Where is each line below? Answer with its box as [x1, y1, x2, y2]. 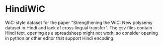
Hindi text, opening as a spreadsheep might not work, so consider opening [5, 30, 158, 36]
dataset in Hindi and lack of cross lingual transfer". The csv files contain [5, 24, 153, 30]
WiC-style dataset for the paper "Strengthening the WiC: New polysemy [5, 20, 153, 25]
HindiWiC [5, 3, 46, 15]
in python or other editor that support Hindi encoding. [5, 35, 115, 41]
